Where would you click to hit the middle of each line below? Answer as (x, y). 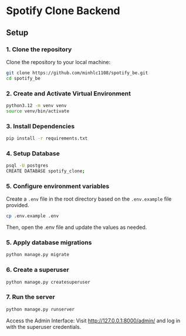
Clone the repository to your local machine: (58, 62)
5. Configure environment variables (58, 186)
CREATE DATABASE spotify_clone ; (45, 171)
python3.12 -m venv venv (36, 105)
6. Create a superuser (38, 270)
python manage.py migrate (38, 255)
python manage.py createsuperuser (48, 282)
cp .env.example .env (33, 216)
